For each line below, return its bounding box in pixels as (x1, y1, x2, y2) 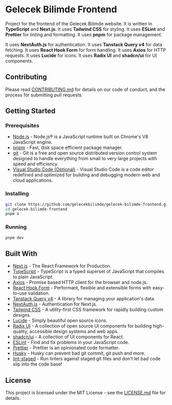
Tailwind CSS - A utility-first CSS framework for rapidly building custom (12, 306, 164, 313)
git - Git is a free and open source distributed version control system (12, 150, 157, 156)
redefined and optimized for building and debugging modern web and (12, 172, 160, 178)
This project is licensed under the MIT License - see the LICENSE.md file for (5, 390, 166, 396)
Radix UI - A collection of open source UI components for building (12, 323, 152, 329)
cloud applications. (12, 177, 53, 183)
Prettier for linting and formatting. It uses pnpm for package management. (5, 31, 162, 37)
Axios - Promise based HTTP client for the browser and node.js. (12, 279, 148, 285)
